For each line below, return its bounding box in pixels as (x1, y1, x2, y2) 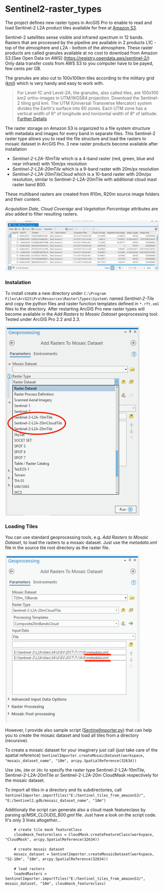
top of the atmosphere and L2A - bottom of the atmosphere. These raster (5, 45, 153, 50)
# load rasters (14, 867, 45, 871)
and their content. (5, 196, 41, 202)
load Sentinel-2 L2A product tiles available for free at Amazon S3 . (5, 24, 137, 30)
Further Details (17, 116, 47, 121)
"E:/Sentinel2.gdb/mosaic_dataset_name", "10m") (5, 798, 106, 803)
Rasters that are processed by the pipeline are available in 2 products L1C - (5, 39, 157, 45)
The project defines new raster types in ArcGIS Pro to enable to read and (5, 20, 152, 25)
